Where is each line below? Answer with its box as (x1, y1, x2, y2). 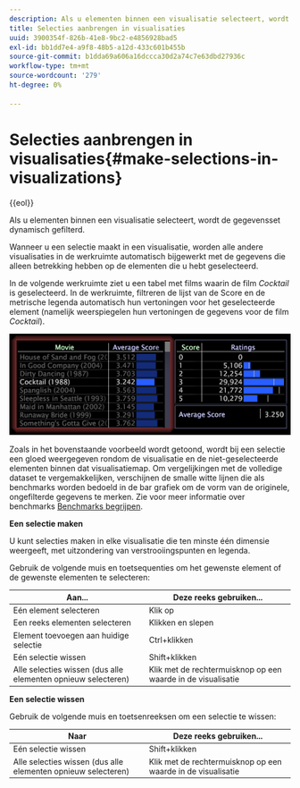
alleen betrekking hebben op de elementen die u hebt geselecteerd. (9, 260, 259, 271)
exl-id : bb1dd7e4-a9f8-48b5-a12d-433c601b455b (9, 43, 186, 52)
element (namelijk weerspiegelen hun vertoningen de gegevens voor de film (9, 306, 289, 317)
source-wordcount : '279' (9, 72, 102, 80)
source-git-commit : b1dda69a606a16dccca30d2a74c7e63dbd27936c (9, 52, 246, 62)
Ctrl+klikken (148, 635, 194, 646)
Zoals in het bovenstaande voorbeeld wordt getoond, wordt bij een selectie (9, 444, 286, 455)
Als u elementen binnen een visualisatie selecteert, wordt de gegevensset (9, 215, 281, 225)
